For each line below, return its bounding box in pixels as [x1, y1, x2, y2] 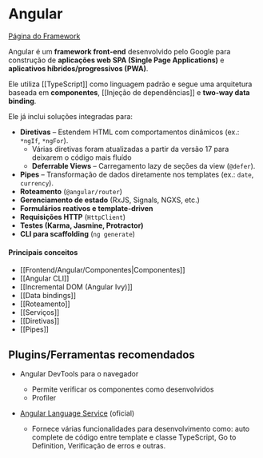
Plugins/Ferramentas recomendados [8, 348, 196, 361]
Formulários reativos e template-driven [19, 203, 153, 213]
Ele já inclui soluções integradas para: [8, 111, 133, 121]
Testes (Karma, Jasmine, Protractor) [19, 221, 144, 230]
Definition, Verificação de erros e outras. [31, 440, 166, 450]
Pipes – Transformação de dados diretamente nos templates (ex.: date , [19, 169, 254, 179]
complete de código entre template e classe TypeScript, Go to [31, 432, 237, 442]
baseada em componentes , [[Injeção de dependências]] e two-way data [8, 87, 250, 97]
